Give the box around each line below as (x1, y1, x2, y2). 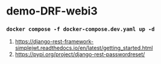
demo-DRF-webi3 (6, 4, 98, 18)
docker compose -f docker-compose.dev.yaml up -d (6, 26, 155, 33)
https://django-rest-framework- (14, 38, 94, 45)
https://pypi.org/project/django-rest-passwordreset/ (14, 51, 145, 58)
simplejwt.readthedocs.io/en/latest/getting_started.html (14, 44, 153, 52)
